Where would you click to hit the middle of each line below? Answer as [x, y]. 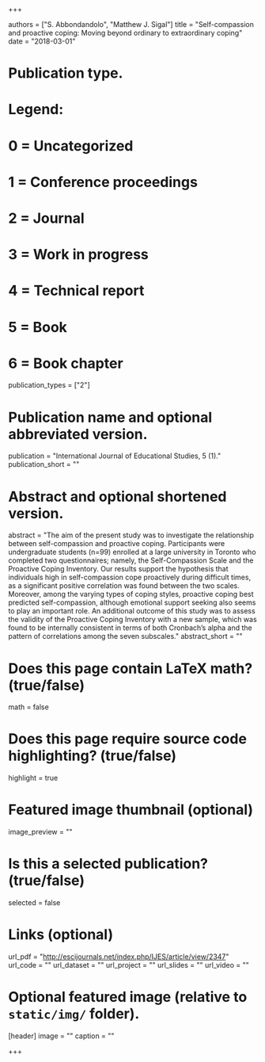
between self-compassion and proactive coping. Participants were [117, 544]
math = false [28, 707]
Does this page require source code [128, 739]
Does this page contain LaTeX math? [131, 669]
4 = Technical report [76, 291]
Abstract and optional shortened [117, 497]
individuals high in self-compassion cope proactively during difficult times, [130, 577]
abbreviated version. [78, 434]
